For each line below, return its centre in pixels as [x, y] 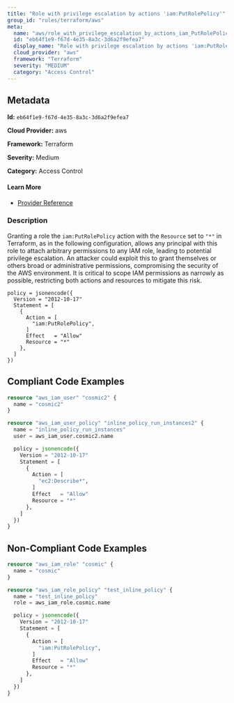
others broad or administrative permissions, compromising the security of [113, 265]
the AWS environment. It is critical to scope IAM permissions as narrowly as [116, 273]
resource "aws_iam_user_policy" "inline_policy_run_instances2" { [106, 423]
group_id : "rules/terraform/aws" [56, 20]
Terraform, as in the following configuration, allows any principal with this [112, 243]
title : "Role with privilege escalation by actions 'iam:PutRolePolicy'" [117, 14]
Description [28, 220]
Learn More [24, 187]
